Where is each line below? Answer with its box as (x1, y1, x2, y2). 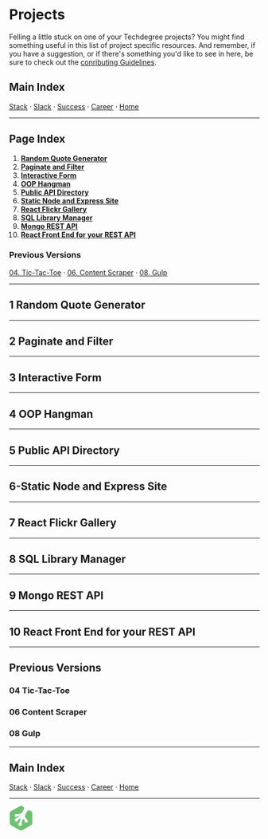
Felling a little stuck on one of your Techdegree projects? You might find (9, 32, 245, 41)
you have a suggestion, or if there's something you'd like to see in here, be (9, 49, 254, 58)
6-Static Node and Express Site (9, 480, 168, 494)
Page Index (9, 132, 66, 146)
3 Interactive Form (9, 371, 102, 384)
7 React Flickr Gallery (9, 516, 117, 530)
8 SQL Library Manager (9, 552, 126, 565)
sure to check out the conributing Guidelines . (9, 57, 157, 67)
